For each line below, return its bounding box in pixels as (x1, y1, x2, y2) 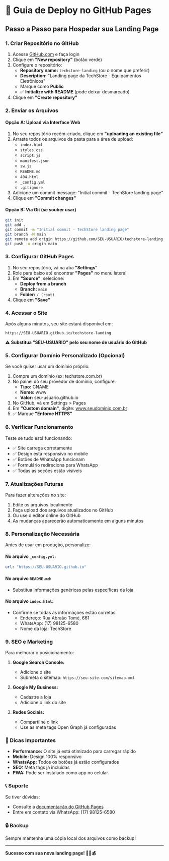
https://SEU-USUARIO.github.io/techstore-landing (5, 330, 112, 336)
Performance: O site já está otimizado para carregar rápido (12, 749, 136, 755)
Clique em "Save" (12, 297, 50, 303)
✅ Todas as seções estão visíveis (12, 468, 82, 474)
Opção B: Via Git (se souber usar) (5, 206, 76, 212)
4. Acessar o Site (5, 309, 48, 316)
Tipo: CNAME (20, 384, 49, 390)
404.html (20, 175, 39, 180)
